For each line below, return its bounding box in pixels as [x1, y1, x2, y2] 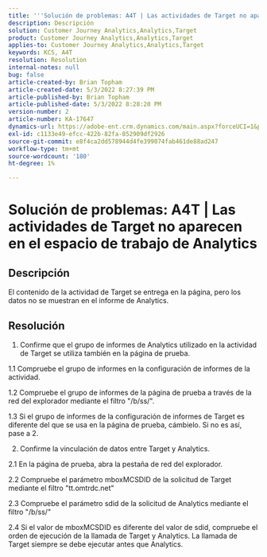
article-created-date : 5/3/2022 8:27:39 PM [8, 85, 155, 94]
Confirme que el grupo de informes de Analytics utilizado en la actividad [19, 340, 257, 349]
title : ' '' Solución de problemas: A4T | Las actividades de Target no [8, 11, 247, 20]
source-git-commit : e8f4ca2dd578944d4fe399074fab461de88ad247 [8, 137, 219, 146]
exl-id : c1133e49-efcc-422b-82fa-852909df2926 [8, 130, 165, 138]
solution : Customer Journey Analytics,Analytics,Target [8, 26, 197, 34]
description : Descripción [8, 19, 94, 27]
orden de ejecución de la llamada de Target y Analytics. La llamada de [8, 531, 238, 540]
